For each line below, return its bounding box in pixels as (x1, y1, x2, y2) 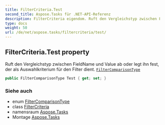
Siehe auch (5, 87, 33, 94)
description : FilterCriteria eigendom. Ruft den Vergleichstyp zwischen (5, 16, 157, 21)
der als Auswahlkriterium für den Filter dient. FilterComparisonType (5, 66, 141, 72)
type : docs (5, 21, 27, 26)
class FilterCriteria (12, 103, 50, 109)
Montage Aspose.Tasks (12, 114, 60, 120)
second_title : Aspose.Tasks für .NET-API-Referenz (5, 12, 111, 17)
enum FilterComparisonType (12, 99, 70, 104)
